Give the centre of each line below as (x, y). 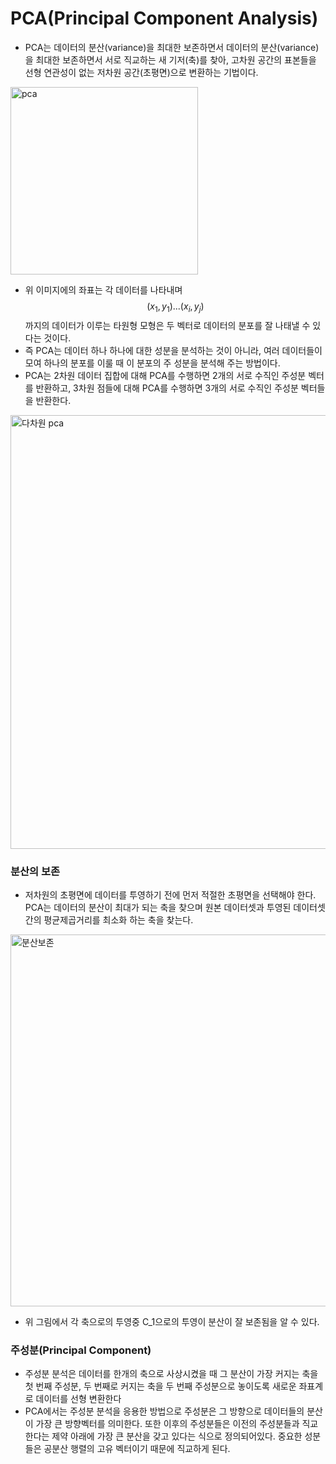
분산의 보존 (35, 871)
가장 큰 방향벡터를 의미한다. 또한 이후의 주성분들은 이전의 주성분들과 (167, 1424)
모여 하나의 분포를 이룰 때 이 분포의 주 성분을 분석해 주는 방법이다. (152, 363)
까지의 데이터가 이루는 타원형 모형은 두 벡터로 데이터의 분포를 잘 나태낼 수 (167, 325)
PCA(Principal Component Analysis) (164, 18)
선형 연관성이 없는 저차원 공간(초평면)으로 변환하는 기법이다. (141, 72)
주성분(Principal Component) (81, 1350)
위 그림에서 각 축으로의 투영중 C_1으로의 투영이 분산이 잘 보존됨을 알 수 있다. (172, 1322)
